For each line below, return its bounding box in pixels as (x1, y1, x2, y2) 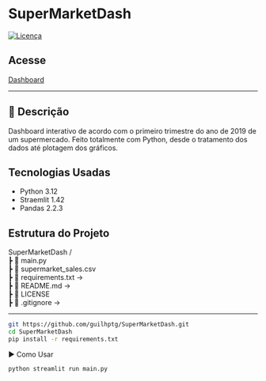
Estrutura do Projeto (8, 226, 110, 240)
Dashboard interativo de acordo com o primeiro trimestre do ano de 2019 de (8, 126, 257, 135)
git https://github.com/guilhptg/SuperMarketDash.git (8, 321, 190, 329)
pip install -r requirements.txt (8, 335, 119, 343)
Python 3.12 (19, 187, 58, 196)
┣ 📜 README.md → (8, 281, 71, 291)
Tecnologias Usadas (8, 165, 111, 179)
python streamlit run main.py (8, 364, 108, 372)
